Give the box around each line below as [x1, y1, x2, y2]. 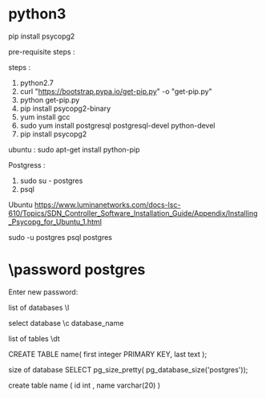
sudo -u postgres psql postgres [8, 232, 112, 242]
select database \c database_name [8, 318, 124, 327]
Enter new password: [8, 286, 79, 297]
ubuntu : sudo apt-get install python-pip [8, 144, 140, 154]
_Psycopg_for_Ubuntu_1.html [8, 217, 103, 226]
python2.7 [19, 78, 54, 87]
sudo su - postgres [19, 176, 83, 185]
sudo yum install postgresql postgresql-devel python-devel [19, 120, 216, 130]
